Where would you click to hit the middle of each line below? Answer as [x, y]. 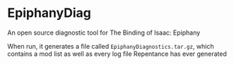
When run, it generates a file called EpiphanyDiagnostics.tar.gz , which [111, 46]
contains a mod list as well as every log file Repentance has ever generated [117, 54]
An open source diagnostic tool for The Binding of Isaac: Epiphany [104, 32]
